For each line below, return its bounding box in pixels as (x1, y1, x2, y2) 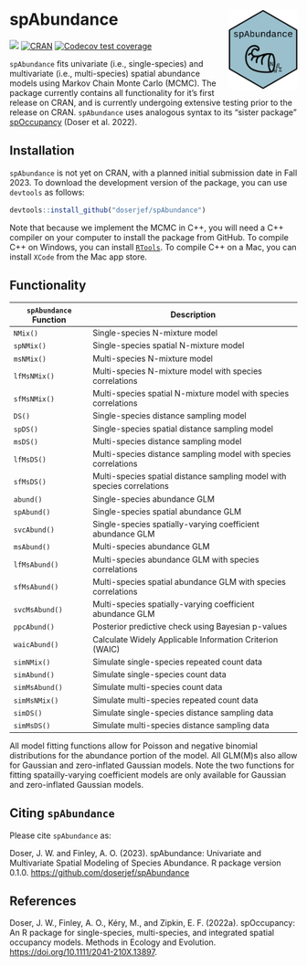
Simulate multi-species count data (92, 682, 223, 693)
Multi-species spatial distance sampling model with (92, 471, 287, 482)
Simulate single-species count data (92, 669, 227, 680)
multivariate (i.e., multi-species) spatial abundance (9, 68, 201, 79)
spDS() (13, 425, 38, 434)
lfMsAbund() (13, 560, 59, 570)
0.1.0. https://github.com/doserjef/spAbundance (9, 866, 190, 877)
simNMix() (13, 658, 51, 667)
